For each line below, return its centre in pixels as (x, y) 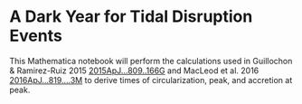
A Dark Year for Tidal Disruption (131, 17)
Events (36, 36)
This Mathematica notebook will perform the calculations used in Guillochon (151, 61)
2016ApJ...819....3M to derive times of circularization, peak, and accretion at (151, 80)
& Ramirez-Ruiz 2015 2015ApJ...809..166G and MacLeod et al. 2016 (134, 71)
